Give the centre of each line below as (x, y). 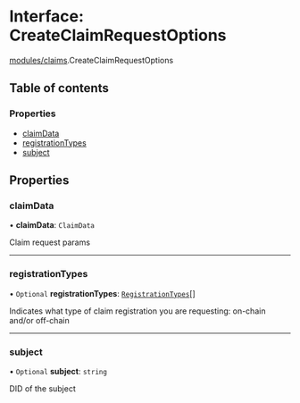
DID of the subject (42, 388)
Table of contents (59, 88)
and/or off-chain (39, 320)
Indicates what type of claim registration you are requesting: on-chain (137, 311)
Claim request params (50, 242)
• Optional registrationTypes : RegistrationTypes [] (103, 293)
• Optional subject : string (58, 371)
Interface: (47, 17)
